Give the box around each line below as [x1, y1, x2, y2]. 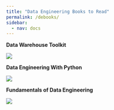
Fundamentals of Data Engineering [6, 86, 93, 93]
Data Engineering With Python [6, 64, 82, 71]
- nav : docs [11, 25, 41, 31]
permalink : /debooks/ [6, 14, 60, 20]
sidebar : [6, 20, 28, 25]
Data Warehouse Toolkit [6, 41, 67, 48]
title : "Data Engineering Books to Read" [6, 8, 110, 15]
